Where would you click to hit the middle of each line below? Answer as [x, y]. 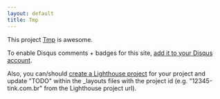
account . [20, 60]
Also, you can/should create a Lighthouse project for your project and [107, 74]
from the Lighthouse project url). [90, 88]
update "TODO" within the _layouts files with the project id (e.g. [98, 80]
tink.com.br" [25, 88]
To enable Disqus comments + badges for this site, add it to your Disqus [110, 53]
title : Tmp [23, 20]
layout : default [30, 13]
